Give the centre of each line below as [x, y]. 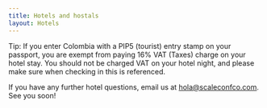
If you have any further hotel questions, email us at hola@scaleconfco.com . [134, 87]
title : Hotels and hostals [54, 16]
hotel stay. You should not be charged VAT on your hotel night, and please [131, 63]
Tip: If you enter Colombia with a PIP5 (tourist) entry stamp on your [120, 46]
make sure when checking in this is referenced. [87, 71]
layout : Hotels [34, 23]
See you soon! [32, 95]
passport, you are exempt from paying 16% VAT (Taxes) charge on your [127, 54]
